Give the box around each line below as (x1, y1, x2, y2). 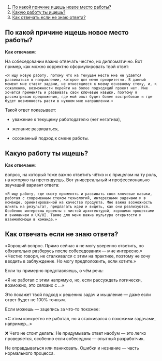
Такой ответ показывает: (5, 107, 57, 113)
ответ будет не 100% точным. (5, 297, 66, 303)
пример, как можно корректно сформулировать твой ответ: (5, 63, 130, 69)
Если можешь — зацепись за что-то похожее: (5, 306, 100, 312)
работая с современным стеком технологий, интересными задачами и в (5, 195, 146, 201)
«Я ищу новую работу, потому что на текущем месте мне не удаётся (5, 73, 142, 78)
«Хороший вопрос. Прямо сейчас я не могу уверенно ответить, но (5, 243, 144, 249)
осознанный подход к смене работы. (12, 135, 89, 141)
